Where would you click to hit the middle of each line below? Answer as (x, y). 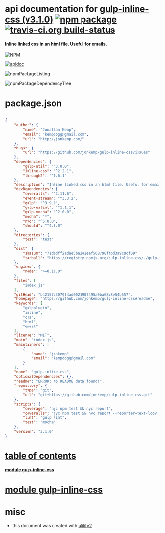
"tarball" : (34, 258)
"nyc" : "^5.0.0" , (40, 221)
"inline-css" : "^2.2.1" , (48, 171)
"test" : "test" (38, 239)
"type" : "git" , (38, 390)
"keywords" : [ (28, 303)
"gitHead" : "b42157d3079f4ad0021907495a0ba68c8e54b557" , (73, 294)
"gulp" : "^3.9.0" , (41, 203)
